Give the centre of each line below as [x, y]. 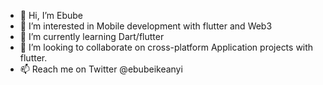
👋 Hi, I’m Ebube [51, 15]
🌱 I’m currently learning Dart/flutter [92, 36]
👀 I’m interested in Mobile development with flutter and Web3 [146, 26]
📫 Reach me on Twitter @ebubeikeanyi [101, 69]
